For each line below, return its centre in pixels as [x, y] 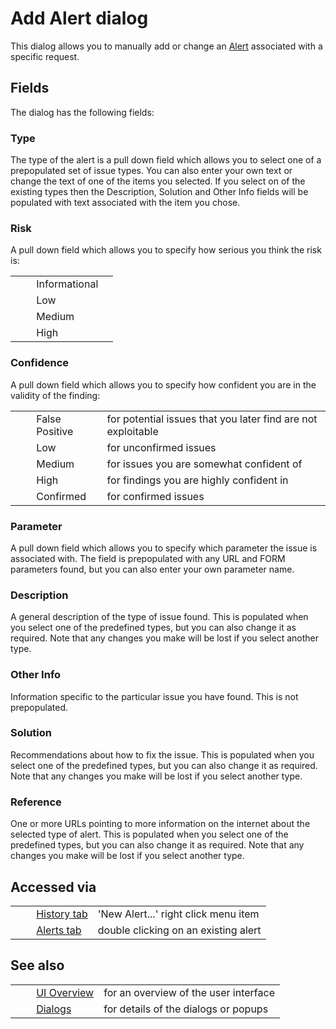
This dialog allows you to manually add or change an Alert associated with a [166, 46]
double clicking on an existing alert [179, 930]
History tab [62, 914]
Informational [67, 284]
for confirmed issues [155, 496]
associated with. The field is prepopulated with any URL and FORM [148, 558]
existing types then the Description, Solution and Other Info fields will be [159, 192]
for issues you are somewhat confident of [204, 464]
